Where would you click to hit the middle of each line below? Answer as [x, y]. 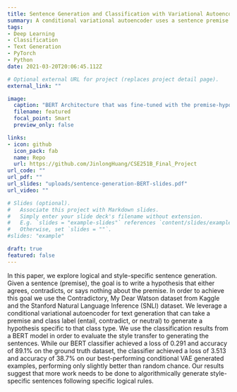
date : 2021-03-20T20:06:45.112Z [55, 67]
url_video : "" [28, 190]
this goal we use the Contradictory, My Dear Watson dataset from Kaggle [114, 298]
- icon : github [30, 144]
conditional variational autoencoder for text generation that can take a [109, 313]
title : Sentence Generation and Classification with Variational [105, 14]
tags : [15, 27]
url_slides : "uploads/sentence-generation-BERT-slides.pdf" [98, 184]
